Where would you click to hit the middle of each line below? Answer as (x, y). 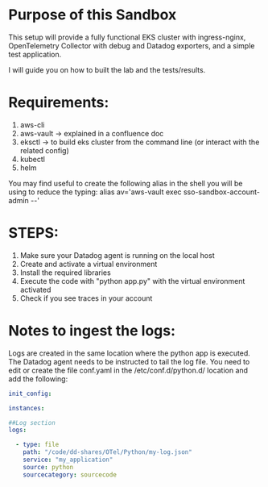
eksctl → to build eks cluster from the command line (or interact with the (140, 142)
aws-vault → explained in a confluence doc (92, 133)
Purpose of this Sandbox (93, 15)
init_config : (30, 393)
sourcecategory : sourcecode (70, 475)
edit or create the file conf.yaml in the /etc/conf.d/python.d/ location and (128, 370)
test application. (35, 54)
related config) (45, 150)
